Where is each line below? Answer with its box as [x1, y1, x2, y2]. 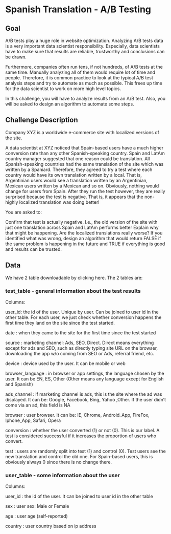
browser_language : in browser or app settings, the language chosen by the [5, 370, 164, 376]
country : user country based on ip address [5, 523, 96, 529]
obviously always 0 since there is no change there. [5, 459, 112, 465]
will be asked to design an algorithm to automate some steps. [5, 101, 134, 107]
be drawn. [5, 54, 27, 60]
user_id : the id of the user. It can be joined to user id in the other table [5, 493, 153, 500]
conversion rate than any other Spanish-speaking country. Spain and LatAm [5, 150, 165, 156]
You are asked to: [5, 209, 42, 215]
